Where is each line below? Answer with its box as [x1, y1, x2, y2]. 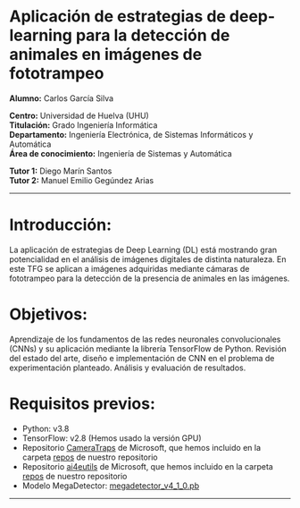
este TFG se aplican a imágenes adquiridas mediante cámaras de [9, 263, 250, 274]
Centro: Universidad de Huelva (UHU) [9, 110, 149, 121]
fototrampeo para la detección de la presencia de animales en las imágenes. [9, 273, 290, 284]
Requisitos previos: [9, 394, 156, 413]
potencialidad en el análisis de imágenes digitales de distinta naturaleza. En [9, 253, 287, 265]
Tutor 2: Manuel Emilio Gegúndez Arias [9, 174, 154, 185]
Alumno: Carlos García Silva [9, 92, 114, 104]
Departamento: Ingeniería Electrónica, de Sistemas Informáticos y [9, 129, 254, 140]
